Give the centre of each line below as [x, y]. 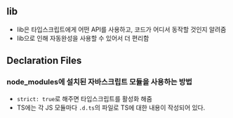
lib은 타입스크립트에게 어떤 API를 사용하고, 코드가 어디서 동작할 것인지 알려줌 [121, 29]
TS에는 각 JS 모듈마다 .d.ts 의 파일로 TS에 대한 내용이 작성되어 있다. [111, 107]
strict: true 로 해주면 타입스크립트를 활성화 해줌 [84, 98]
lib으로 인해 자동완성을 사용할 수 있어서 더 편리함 [83, 38]
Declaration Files [44, 61]
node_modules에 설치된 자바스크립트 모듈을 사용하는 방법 [99, 82]
